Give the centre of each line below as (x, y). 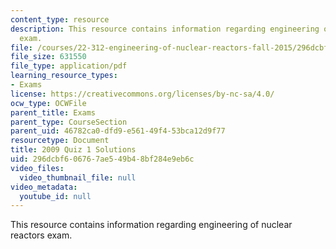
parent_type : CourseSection (69, 122)
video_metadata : (44, 187)
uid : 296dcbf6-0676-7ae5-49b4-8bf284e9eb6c (102, 159)
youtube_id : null (55, 196)
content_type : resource (60, 19)
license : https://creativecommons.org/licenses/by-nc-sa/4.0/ (142, 94)
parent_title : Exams (53, 112)
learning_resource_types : (64, 76)
